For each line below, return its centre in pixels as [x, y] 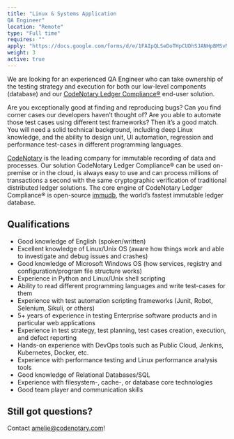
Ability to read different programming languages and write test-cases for [122, 285]
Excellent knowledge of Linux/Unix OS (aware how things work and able [121, 248]
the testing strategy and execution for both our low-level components [107, 86]
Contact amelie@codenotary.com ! [56, 428]
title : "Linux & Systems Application [62, 14]
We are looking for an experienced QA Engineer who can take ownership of [115, 79]
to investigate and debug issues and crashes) [83, 256]
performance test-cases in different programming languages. [95, 144]
